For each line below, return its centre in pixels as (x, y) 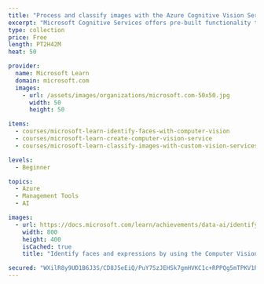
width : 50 (45, 103)
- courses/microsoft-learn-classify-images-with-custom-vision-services (137, 146)
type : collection (37, 30)
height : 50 (47, 110)
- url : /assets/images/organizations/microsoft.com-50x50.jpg (126, 95)
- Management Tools (47, 196)
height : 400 (42, 239)
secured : (22, 268)
